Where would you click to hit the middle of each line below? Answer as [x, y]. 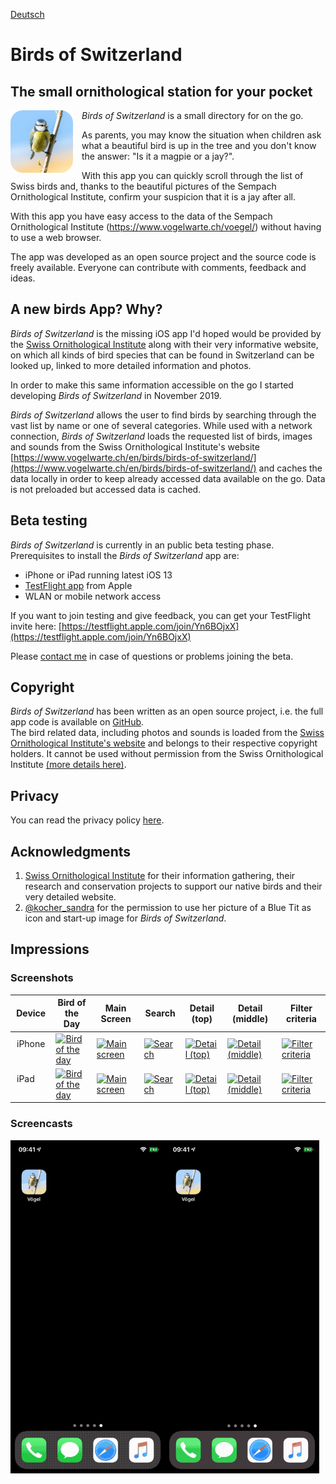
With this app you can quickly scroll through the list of [192, 175]
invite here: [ [36, 626]
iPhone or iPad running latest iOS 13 [98, 575]
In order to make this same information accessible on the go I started [152, 385]
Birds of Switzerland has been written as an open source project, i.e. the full [167, 711]
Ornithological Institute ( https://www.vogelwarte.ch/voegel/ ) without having [166, 227]
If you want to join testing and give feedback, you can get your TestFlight [161, 615]
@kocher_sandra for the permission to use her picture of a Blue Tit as [168, 908]
